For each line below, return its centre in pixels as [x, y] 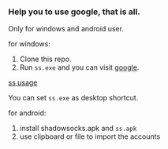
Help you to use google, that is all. [74, 12]
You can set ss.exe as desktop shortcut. [73, 98]
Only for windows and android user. [66, 29]
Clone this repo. [45, 59]
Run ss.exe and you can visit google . [79, 67]
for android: [27, 113]
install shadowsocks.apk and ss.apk [78, 129]
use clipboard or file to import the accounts [90, 136]
